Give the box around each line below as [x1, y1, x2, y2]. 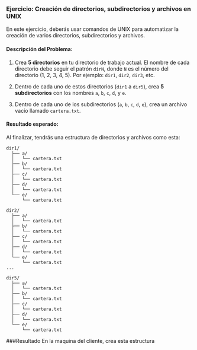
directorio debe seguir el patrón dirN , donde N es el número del [14, 65, 169, 72]
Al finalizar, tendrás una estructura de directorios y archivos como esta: [6, 133, 180, 141]
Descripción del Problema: [6, 45, 73, 52]
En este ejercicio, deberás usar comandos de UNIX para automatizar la [6, 26, 179, 33]
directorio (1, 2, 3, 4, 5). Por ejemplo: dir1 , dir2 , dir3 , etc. [14, 71, 155, 78]
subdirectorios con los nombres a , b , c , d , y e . [14, 89, 127, 96]
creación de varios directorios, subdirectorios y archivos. [6, 32, 146, 39]
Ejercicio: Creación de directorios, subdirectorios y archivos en [6, 5, 191, 13]
